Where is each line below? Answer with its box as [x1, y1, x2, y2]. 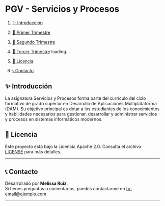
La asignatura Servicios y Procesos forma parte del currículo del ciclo [5, 95, 146, 101]
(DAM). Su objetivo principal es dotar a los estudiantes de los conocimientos [5, 106, 160, 112]
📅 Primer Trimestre [12, 29, 51, 35]
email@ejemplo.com [5, 191, 47, 197]
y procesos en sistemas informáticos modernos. [5, 116, 103, 122]
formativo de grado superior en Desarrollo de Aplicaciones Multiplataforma [5, 100, 157, 106]
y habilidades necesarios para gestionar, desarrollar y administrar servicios [5, 111, 157, 117]
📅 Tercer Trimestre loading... [12, 48, 70, 55]
